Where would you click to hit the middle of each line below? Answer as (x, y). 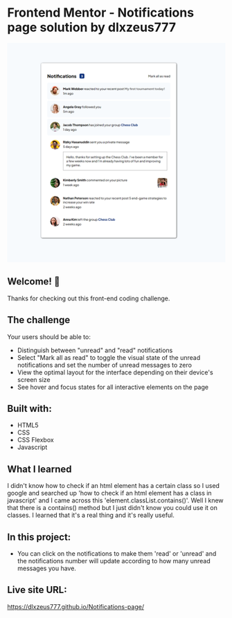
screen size (34, 379)
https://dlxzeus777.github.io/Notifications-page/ (75, 606)
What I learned (39, 469)
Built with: (29, 409)
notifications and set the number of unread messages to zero (105, 365)
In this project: (39, 537)
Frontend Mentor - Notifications (101, 13)
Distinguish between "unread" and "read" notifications (95, 350)
